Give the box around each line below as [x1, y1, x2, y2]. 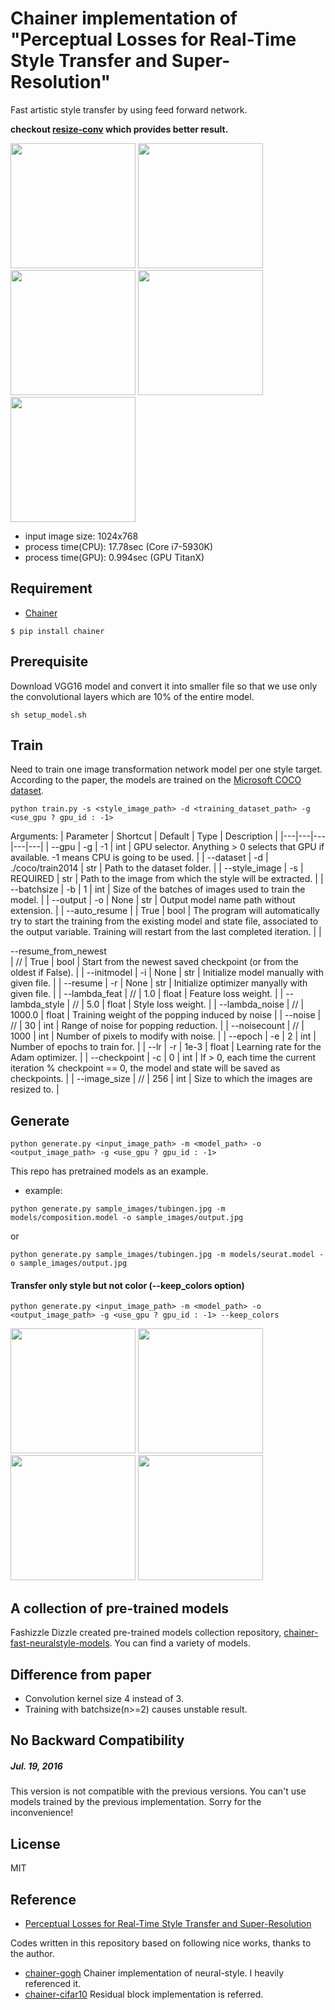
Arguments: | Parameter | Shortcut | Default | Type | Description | [10, 830, 279, 842]
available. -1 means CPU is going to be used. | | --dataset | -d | [10, 852, 269, 864]
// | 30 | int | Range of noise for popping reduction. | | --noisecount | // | [10, 1020, 305, 1032]
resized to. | [10, 1083, 60, 1096]
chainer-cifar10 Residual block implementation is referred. [24, 1988, 264, 2000]
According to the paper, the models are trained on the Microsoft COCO [10, 774, 302, 786]
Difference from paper [10, 1666, 152, 1683]
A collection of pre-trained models [10, 1600, 230, 1617]
